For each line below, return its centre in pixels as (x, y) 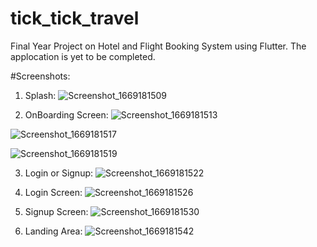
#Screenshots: (40, 76)
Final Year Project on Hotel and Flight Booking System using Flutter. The (158, 46)
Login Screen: (53, 192)
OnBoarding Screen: (66, 114)
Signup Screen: (56, 211)
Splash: (40, 95)
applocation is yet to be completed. (83, 56)
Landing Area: (53, 231)
